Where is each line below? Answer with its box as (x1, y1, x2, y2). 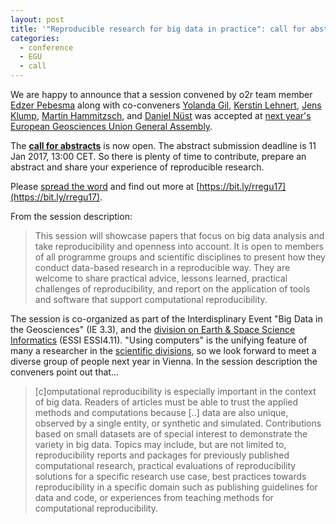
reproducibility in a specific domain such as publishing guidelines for (34, 481, 318, 493)
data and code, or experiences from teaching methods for (34, 492, 274, 503)
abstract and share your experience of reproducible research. (10, 161, 265, 173)
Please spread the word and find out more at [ (10, 181, 200, 192)
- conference (19, 42, 74, 53)
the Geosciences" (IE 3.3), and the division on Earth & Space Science (10, 324, 296, 335)
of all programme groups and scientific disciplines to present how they (34, 251, 326, 263)
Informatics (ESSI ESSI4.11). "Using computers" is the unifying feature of (10, 334, 308, 346)
